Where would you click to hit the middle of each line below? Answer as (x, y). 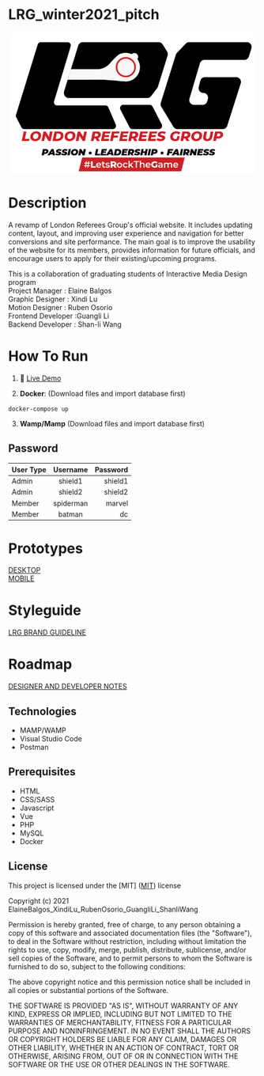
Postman (34, 747)
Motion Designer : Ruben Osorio (60, 307)
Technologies (43, 711)
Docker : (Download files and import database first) (102, 393)
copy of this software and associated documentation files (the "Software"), (130, 933)
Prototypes (45, 548)
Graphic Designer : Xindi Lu (53, 299)
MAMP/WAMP (43, 730)
